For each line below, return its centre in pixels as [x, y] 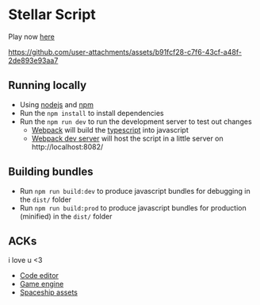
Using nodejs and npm [56, 104]
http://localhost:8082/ [67, 147]
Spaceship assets [48, 292]
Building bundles [51, 172]
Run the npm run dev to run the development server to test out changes [136, 122]
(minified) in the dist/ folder [66, 216]
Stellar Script [52, 15]
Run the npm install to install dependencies [92, 113]
